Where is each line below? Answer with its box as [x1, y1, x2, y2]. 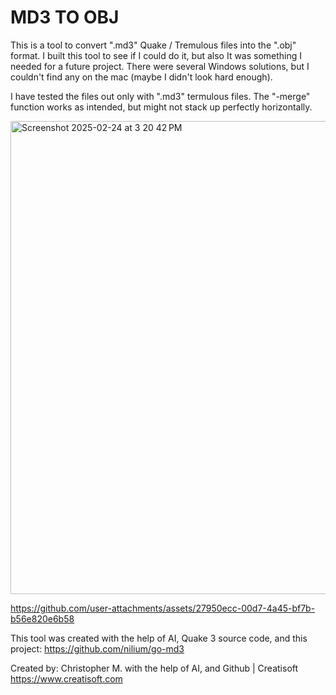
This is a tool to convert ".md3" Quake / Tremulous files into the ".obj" [10, 39, 297, 51]
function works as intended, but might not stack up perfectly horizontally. [10, 101, 313, 113]
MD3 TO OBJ [10, 6, 120, 29]
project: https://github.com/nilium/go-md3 [10, 642, 185, 655]
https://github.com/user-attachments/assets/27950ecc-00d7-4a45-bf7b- [10, 602, 316, 614]
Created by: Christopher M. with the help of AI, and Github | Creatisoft [10, 662, 299, 674]
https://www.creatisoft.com [10, 672, 123, 685]
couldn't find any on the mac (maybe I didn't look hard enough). [10, 71, 273, 83]
